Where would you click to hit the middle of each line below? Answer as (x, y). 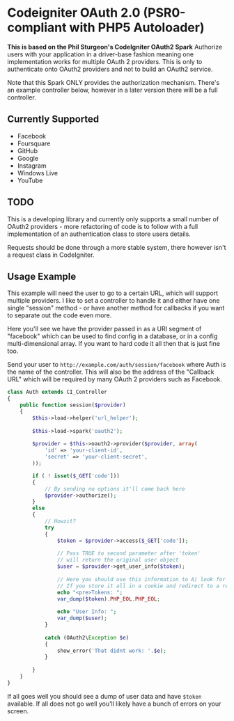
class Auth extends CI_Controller (57, 392)
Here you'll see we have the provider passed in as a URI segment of (104, 329)
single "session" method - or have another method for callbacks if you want (116, 308)
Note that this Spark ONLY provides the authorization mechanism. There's (114, 82)
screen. (18, 711)
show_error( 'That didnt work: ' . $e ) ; (112, 651)
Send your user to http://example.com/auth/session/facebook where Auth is (117, 365)
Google (28, 158)
